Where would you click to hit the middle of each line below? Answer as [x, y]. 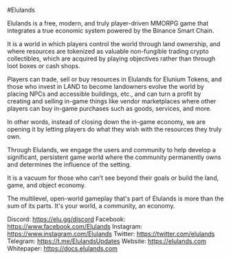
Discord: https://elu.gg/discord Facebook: [66, 219]
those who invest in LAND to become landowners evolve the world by [106, 86]
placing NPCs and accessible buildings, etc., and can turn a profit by [104, 94]
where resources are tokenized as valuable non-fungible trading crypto [108, 51]
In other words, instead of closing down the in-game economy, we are [107, 122]
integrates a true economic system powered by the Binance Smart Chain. [111, 31]
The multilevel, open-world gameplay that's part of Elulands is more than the [115, 198]
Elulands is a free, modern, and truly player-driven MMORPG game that [108, 23]
